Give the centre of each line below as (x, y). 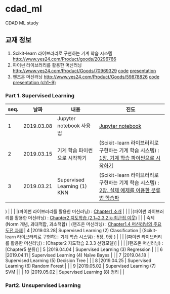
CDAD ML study (22, 23)
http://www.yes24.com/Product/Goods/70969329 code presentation (84, 70)
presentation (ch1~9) (34, 82)
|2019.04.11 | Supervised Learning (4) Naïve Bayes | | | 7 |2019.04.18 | (77, 255)
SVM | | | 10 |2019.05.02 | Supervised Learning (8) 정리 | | (65, 272)
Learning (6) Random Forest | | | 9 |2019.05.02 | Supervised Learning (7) (80, 266)
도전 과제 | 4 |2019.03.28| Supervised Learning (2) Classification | (73, 231)
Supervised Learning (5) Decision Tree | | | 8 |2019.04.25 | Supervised (78, 261)
